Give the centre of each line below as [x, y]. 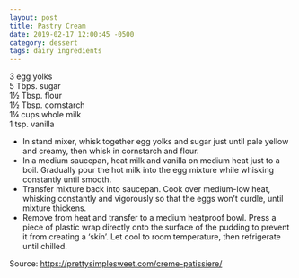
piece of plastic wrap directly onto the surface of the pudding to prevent [156, 227]
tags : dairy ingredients [56, 51]
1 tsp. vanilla [32, 124]
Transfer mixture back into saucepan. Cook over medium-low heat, [146, 189]
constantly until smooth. [67, 179]
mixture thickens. [54, 208]
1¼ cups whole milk [45, 115]
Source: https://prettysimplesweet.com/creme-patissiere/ [116, 264]
